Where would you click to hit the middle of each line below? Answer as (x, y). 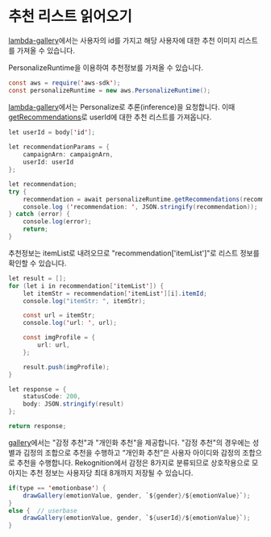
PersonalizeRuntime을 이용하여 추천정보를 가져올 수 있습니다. (106, 67)
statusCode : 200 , (52, 397)
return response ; (38, 427)
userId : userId (48, 162)
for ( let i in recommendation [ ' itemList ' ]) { (86, 286)
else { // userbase (43, 510)
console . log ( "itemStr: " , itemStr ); (85, 301)
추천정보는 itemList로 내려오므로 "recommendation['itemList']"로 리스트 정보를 (134, 253)
